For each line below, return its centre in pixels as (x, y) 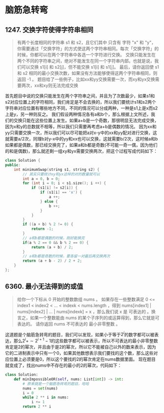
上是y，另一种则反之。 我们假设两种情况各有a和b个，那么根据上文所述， (78, 114)
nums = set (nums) (40, 388)
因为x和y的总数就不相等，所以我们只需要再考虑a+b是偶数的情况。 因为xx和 (81, 126)
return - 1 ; (42, 229)
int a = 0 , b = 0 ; (41, 179)
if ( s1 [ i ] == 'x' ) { (61, 193)
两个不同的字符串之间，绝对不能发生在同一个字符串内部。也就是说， (86, 61)
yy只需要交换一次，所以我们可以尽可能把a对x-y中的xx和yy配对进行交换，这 (81, 133)
